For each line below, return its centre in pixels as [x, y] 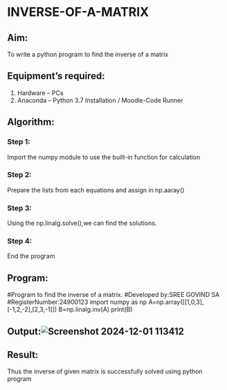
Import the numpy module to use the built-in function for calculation [104, 157]
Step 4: [20, 241]
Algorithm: [31, 122]
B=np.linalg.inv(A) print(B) [96, 310]
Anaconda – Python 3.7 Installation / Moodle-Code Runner [100, 100]
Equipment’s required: [56, 76]
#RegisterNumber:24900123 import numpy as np [77, 302]
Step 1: [19, 142]
